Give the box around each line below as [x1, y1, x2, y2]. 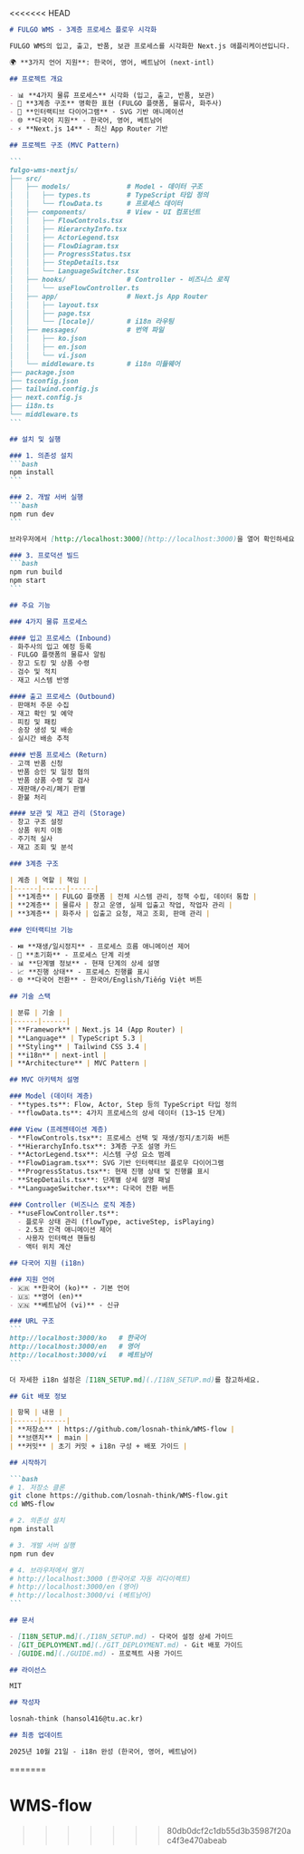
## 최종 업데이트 [9, 1731, 63, 1740]
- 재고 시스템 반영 [9, 675, 70, 684]
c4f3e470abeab [166, 1835, 228, 1846]
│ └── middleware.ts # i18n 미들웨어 [9, 359, 181, 368]
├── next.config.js [9, 393, 83, 403]
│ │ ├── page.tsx [9, 308, 91, 318]
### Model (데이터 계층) [9, 1092, 93, 1101]
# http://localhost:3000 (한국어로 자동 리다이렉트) [9, 1574, 192, 1583]
